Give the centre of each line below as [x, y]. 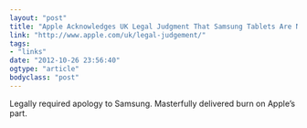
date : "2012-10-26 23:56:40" [65, 60]
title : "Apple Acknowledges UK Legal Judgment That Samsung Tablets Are [151, 27]
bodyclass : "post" [44, 78]
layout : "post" [38, 18]
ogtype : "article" [44, 69]
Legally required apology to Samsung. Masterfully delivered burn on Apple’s [152, 103]
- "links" [28, 52]
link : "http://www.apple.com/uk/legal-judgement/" [108, 35]
